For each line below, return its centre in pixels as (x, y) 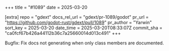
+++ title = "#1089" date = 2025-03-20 (46, 7)
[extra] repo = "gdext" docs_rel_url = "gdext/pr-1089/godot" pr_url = (77, 17)
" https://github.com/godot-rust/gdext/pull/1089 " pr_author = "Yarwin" (78, 22)
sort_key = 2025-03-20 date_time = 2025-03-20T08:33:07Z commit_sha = (84, 28)
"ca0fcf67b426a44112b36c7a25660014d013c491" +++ (63, 33)
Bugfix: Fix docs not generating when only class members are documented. (84, 43)
